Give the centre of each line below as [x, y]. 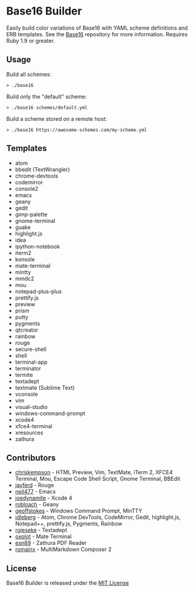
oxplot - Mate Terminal [43, 536]
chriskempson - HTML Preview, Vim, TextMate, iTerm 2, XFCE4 [94, 472]
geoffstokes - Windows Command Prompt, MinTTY [79, 511]
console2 [27, 188]
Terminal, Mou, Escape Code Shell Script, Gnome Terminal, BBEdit [98, 479]
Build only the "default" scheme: [47, 96]
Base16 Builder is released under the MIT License [68, 583]
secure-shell [31, 349]
